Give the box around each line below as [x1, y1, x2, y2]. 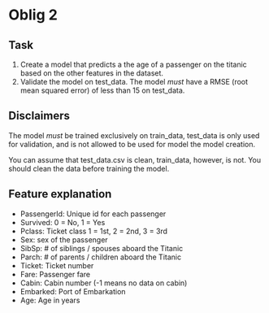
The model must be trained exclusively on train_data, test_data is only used [8, 130, 260, 140]
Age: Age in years [20, 295, 80, 305]
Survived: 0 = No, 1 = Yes [20, 217, 106, 227]
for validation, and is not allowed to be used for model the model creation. [8, 139, 256, 149]
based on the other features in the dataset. [20, 68, 164, 78]
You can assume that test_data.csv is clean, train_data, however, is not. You [8, 154, 262, 164]
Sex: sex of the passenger [20, 234, 108, 245]
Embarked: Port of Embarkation [20, 286, 126, 296]
